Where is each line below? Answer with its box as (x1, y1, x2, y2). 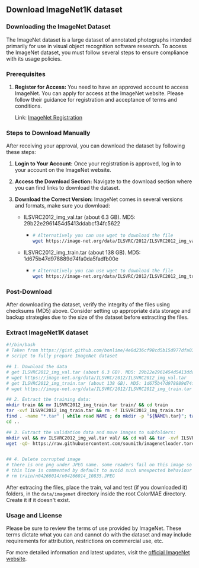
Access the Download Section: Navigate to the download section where (14, 178, 192, 185)
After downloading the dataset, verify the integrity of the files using (6, 301, 170, 308)
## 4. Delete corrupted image (6, 456, 81, 463)
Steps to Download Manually (6, 128, 91, 137)
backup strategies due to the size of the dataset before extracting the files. (6, 313, 189, 321)
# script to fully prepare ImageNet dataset (6, 353, 118, 359)
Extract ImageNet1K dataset (6, 328, 89, 337)
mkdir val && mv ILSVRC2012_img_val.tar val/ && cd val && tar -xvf (6, 435, 179, 441)
